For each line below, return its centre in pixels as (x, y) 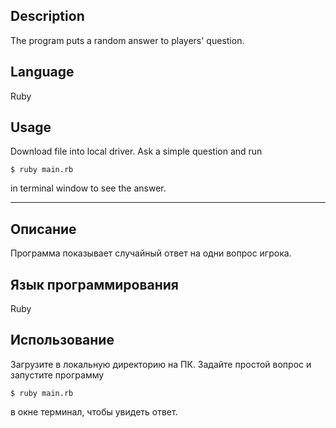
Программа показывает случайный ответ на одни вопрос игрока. (151, 253)
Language (42, 72)
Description (47, 16)
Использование (62, 340)
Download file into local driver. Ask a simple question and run (136, 151)
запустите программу (57, 375)
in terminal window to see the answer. (88, 188)
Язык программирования (94, 284)
